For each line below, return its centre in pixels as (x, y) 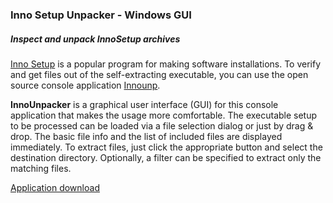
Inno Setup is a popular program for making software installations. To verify (166, 64)
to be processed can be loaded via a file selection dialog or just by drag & (162, 125)
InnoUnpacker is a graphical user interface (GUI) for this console (144, 104)
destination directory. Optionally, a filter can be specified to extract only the (166, 157)
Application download (55, 187)
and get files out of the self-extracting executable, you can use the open (159, 74)
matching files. (41, 168)
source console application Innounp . (85, 85)
